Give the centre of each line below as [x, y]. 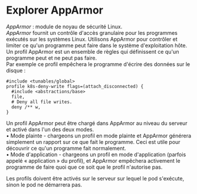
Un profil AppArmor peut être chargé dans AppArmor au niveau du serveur [97, 123]
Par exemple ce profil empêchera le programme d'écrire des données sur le [98, 64]
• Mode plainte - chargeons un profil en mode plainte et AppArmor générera [99, 136]
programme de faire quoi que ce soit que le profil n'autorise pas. [84, 167]
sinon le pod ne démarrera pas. [44, 185]
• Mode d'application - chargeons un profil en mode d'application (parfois [96, 154]
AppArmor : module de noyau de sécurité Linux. [64, 27]
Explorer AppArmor [55, 10]
